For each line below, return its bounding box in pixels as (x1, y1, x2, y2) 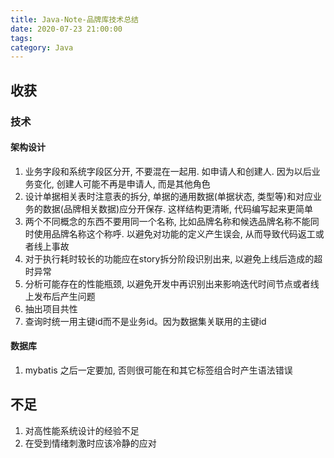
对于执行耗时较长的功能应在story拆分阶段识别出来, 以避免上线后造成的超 (24, 252, 323, 265)
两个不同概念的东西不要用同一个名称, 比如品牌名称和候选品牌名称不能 (24, 215, 311, 227)
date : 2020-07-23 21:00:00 (10, 24, 123, 34)
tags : (10, 33, 33, 43)
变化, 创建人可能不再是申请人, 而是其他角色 (33, 177, 211, 190)
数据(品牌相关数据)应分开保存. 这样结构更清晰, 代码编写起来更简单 (42, 202, 313, 215)
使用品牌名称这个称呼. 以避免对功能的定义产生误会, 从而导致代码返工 (33, 227, 316, 240)
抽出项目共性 (24, 302, 78, 315)
